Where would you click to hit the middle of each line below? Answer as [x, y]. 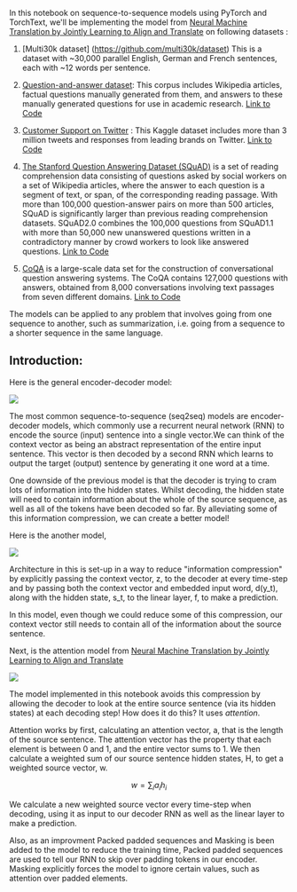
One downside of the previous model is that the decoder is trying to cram [143, 480]
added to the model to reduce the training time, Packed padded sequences [146, 849]
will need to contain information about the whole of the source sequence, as [148, 499]
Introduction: [46, 361]
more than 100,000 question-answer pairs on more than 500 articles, [148, 204]
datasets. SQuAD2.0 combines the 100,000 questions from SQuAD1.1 [148, 223]
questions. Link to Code [65, 251]
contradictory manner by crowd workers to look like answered [136, 242]
